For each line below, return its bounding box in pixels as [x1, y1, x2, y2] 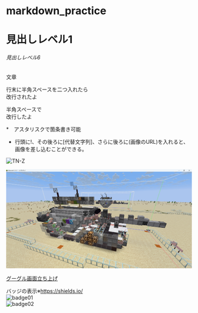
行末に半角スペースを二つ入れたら [6, 85, 88, 93]
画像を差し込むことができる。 [14, 146, 87, 153]
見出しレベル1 [6, 33, 73, 47]
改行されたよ [6, 93, 37, 100]
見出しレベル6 [6, 54, 41, 61]
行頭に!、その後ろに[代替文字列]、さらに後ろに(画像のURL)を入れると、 [14, 138, 189, 145]
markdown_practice [6, 4, 107, 18]
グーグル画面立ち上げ [6, 275, 58, 282]
